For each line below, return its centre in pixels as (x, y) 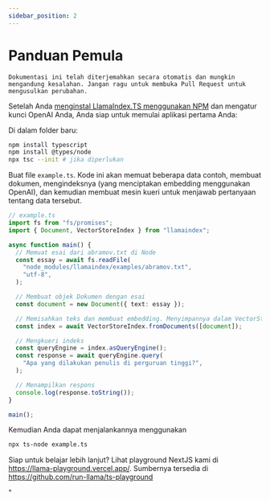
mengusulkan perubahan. (48, 91)
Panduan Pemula (66, 55)
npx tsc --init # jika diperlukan (66, 160)
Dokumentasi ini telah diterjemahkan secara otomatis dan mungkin (122, 77)
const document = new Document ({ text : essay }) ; (100, 304)
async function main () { (50, 245)
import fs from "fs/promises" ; (61, 223)
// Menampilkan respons (55, 385)
